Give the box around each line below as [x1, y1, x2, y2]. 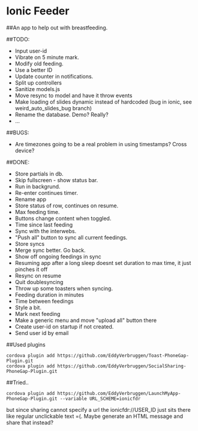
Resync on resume [14, 272, 62, 279]
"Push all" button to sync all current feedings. [14, 234, 128, 241]
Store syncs [14, 240, 45, 247]
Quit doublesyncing [14, 278, 64, 285]
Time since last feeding [14, 221, 73, 228]
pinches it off [14, 266, 48, 273]
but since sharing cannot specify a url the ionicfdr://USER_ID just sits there [6, 406, 191, 413]
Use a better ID [14, 66, 53, 73]
